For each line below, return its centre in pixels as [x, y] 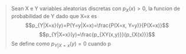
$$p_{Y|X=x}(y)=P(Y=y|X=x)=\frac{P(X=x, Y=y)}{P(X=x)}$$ [97, 25]
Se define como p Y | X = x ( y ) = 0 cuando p [61, 44]
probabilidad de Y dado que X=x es [54, 16]
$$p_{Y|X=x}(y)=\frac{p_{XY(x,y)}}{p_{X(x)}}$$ [97, 34]
